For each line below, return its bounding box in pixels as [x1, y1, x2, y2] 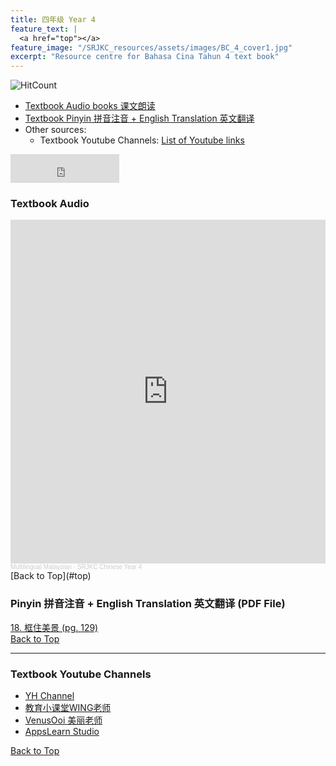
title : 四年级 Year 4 [10, 14, 96, 25]
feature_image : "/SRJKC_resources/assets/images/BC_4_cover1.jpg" [10, 42, 293, 53]
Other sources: [24, 124, 87, 136]
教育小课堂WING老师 [24, 702, 112, 714]
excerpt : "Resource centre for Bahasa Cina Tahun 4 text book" [10, 52, 280, 62]
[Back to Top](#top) [10, 570, 92, 582]
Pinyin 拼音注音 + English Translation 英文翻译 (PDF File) [10, 597, 286, 611]
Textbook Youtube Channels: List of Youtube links [39, 134, 245, 146]
